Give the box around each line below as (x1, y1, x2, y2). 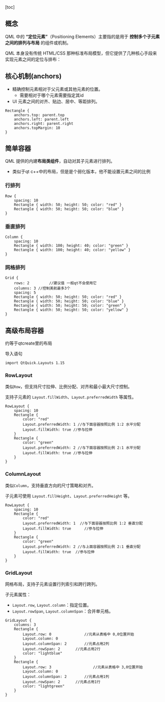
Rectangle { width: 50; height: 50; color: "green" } (14, 303, 126, 308)
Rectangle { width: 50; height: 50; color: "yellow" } (14, 307, 129, 313)
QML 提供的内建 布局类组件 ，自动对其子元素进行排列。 (5, 158, 115, 164)
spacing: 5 (14, 290, 36, 295)
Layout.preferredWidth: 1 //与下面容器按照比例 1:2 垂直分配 (23, 521, 143, 526)
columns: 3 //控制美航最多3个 (14, 286, 71, 291)
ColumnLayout (5, 470, 41, 477)
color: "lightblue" (23, 651, 63, 656)
